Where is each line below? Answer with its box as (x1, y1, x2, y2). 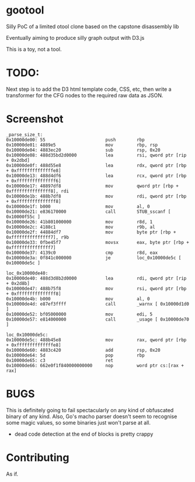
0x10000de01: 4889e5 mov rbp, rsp (6, 142, 158, 148)
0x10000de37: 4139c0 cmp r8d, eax (6, 250, 158, 256)
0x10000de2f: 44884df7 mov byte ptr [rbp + (6, 229, 176, 235)
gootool (6, 4, 44, 17)
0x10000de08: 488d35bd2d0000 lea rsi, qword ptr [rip (6, 152, 187, 158)
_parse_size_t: (6, 131, 43, 138)
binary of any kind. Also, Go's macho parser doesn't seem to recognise (6, 413, 177, 420)
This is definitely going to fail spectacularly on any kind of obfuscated (6, 406, 174, 413)
